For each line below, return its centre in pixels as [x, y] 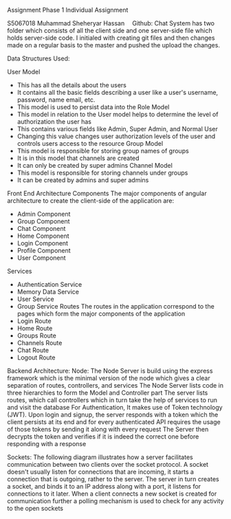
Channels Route [40, 343]
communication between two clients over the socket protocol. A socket [108, 464]
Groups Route [36, 335]
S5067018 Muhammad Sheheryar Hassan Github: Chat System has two [111, 23]
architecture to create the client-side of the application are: [90, 201]
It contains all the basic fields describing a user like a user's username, [118, 92]
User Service [36, 299]
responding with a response [47, 444]
